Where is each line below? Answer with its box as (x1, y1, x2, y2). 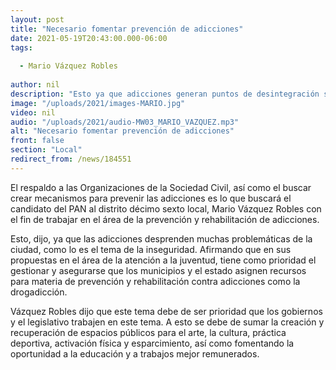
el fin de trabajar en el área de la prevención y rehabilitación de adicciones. (10, 213, 320, 225)
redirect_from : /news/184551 (10, 154, 132, 164)
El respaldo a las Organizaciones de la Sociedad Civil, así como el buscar (10, 181, 312, 193)
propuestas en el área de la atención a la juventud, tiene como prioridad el (10, 254, 317, 266)
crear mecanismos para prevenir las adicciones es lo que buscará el (10, 192, 292, 204)
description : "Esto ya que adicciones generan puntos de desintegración (10, 89, 320, 99)
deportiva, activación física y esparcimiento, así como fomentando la (10, 337, 295, 349)
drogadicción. (10, 286, 68, 298)
